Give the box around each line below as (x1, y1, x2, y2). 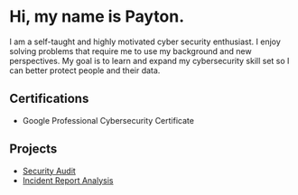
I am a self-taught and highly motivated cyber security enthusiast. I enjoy (9, 36, 282, 47)
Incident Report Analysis (22, 174, 114, 186)
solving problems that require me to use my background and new (9, 45, 252, 56)
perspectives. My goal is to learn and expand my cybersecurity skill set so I (9, 55, 290, 66)
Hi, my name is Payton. (9, 6, 185, 27)
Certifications (9, 91, 89, 107)
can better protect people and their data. (9, 65, 161, 76)
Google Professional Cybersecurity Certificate (22, 115, 194, 125)
